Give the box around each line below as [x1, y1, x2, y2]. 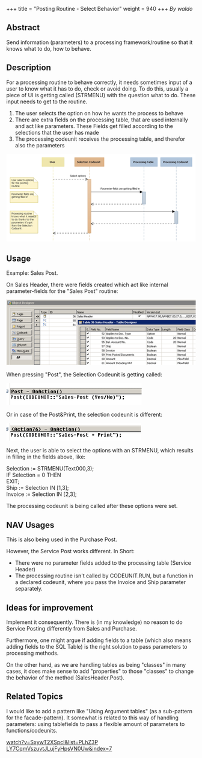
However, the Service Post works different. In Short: [6, 548, 135, 555]
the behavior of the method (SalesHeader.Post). [6, 674, 125, 681]
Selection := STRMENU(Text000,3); [6, 465, 94, 472]
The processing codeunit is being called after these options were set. [6, 503, 178, 510]
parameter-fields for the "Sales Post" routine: [6, 287, 118, 295]
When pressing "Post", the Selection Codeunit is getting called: [6, 371, 162, 378]
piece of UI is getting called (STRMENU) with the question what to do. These [6, 91, 196, 98]
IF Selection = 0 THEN [6, 471, 61, 479]
